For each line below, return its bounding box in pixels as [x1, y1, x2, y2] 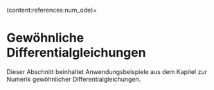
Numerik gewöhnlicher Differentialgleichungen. [6, 75, 141, 83]
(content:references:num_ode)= [6, 6, 98, 14]
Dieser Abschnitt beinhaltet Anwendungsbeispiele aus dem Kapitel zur [6, 67, 207, 75]
